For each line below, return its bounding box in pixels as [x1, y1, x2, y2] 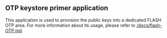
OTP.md [5, 27, 22, 34]
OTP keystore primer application [5, 4, 108, 12]
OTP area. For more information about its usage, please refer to [5, 22, 136, 28]
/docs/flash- [136, 22, 162, 28]
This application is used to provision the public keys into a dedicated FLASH [5, 17, 161, 23]
